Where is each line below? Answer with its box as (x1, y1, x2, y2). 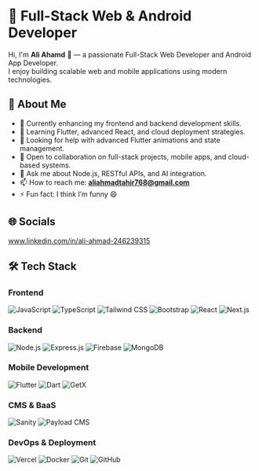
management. (19, 143, 65, 153)
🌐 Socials (8, 215, 57, 229)
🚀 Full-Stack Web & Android (8, 7, 192, 25)
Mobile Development (8, 362, 89, 373)
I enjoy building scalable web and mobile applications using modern (8, 66, 228, 75)
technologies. (8, 75, 53, 84)
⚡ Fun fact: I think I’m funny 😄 (19, 189, 118, 199)
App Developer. (8, 58, 59, 68)
